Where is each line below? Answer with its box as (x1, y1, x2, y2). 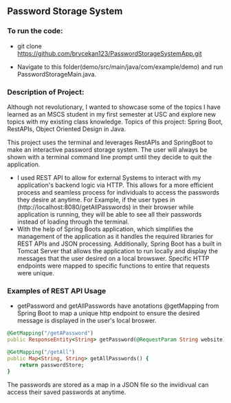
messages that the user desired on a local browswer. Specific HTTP (16, 254, 210, 262)
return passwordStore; (19, 362, 85, 368)
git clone (16, 41, 43, 50)
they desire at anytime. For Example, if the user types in (16, 195, 175, 204)
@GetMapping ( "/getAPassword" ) (7, 330, 94, 337)
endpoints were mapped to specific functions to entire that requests (16, 262, 210, 270)
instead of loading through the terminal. (16, 217, 129, 226)
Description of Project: (7, 87, 85, 97)
